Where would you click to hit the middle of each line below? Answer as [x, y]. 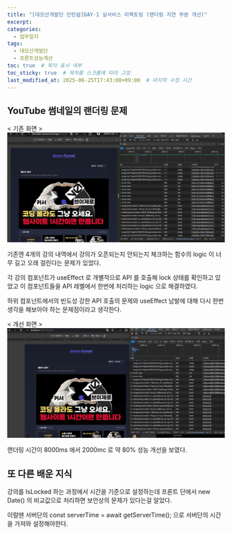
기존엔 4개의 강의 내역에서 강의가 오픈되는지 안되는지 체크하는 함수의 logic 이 [111, 254]
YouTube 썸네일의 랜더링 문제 [67, 111]
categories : [24, 29]
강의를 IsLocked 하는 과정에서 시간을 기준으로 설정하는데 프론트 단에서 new [109, 492]
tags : [15, 44]
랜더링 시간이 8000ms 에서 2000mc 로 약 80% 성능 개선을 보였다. [97, 450]
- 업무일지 [26, 37]
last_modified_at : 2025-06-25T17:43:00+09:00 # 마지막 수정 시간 [99, 80]
